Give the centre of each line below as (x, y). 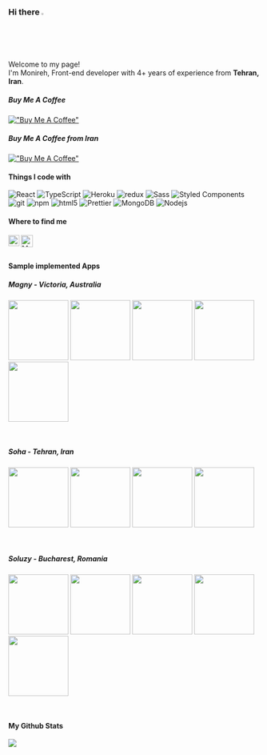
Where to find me (38, 222)
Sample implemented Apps (54, 266)
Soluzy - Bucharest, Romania (58, 558)
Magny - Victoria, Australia (55, 284)
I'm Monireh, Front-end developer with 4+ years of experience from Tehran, (134, 73)
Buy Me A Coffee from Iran (54, 138)
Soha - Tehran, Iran (41, 452)
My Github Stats (36, 725)
